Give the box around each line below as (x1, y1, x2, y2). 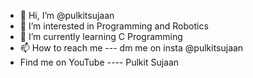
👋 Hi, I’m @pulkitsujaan (19, 10, 115, 21)
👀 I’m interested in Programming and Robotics (19, 20, 209, 32)
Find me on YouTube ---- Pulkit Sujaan (19, 56, 180, 68)
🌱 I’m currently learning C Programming (19, 31, 183, 42)
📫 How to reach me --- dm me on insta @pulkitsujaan (19, 42, 244, 54)
